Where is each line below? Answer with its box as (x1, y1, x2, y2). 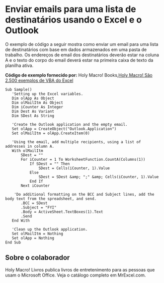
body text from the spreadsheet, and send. (5, 196, 97, 201)
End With (11, 218, 30, 223)
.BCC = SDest (20, 201, 48, 206)
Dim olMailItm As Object (11, 100, 64, 105)
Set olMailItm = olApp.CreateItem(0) (11, 131, 90, 136)
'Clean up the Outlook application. (11, 227, 88, 232)
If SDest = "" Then (29, 161, 70, 166)
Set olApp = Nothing (11, 236, 55, 241)
